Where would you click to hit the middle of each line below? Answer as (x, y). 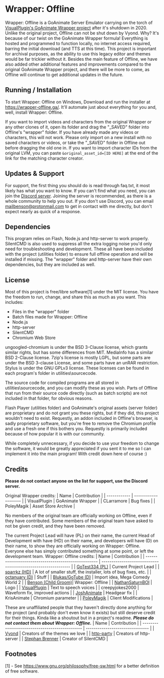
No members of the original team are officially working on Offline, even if (79, 516)
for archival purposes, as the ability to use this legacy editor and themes (78, 54)
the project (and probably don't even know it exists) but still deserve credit (80, 613)
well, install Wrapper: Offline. (34, 112)
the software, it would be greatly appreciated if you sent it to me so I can (78, 449)
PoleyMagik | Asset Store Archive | (40, 506)
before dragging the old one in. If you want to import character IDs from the (81, 147)
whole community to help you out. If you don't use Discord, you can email (79, 201)
